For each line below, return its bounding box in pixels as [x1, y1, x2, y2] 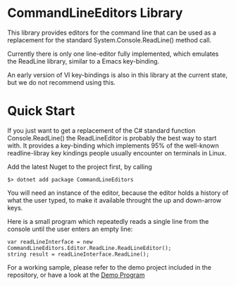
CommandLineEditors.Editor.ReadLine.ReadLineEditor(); [7, 244, 172, 251]
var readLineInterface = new [7, 238, 93, 245]
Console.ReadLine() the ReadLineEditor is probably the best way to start [7, 133, 217, 142]
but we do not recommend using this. [7, 78, 116, 86]
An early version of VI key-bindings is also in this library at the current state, [7, 71, 228, 79]
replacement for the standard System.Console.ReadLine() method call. [7, 35, 212, 44]
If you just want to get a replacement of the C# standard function [7, 126, 196, 135]
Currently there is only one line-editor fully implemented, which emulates [7, 49, 219, 58]
